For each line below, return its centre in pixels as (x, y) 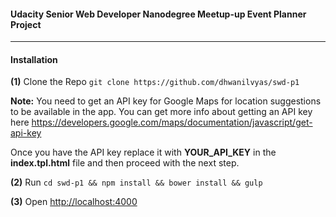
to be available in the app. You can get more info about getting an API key (161, 112)
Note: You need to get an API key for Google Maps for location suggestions (166, 101)
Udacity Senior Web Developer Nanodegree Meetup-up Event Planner (158, 14)
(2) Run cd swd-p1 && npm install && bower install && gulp (136, 182)
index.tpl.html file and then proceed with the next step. (125, 163)
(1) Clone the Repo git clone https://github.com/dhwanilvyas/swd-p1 (155, 82)
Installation (34, 59)
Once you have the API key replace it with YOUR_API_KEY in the (143, 152)
